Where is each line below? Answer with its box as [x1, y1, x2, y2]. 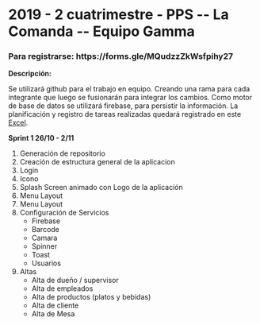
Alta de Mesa [31, 309, 75, 319]
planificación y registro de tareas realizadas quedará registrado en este [8, 110, 242, 119]
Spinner [31, 242, 58, 251]
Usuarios [31, 258, 62, 268]
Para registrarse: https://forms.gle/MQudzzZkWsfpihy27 [8, 51, 234, 62]
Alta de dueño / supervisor [31, 276, 119, 285]
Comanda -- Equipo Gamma [8, 22, 196, 41]
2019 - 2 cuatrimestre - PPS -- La [8, 6, 230, 24]
